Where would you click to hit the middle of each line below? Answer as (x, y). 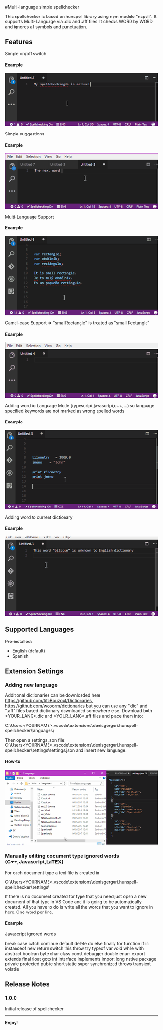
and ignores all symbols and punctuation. (46, 27)
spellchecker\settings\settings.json (40, 750)
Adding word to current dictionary (39, 517)
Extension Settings (34, 671)
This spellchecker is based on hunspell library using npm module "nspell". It (81, 16)
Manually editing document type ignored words (62, 856)
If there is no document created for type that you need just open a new (76, 896)
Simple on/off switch (26, 53)
